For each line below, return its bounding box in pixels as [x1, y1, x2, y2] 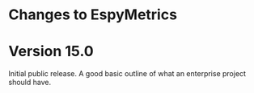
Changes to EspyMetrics [8, 6, 178, 24]
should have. [8, 78, 51, 87]
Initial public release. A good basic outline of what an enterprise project [8, 69, 247, 79]
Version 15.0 [8, 42, 95, 61]
